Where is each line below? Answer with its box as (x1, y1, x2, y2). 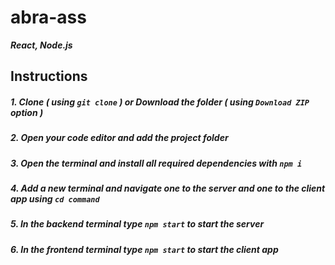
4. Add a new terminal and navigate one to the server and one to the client (10, 182, 326, 195)
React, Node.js (10, 39, 73, 51)
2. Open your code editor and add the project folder (10, 132, 229, 144)
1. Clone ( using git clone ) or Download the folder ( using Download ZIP (10, 96, 310, 108)
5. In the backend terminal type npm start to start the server (10, 218, 265, 230)
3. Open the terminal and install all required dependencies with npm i (10, 157, 303, 169)
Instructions (10, 68, 88, 85)
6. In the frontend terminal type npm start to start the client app (10, 243, 279, 255)
